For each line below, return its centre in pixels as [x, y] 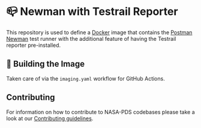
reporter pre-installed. [34, 45]
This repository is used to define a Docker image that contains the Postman [99, 32]
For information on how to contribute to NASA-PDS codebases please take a [100, 112]
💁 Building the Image [46, 64]
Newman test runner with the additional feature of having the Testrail [91, 38]
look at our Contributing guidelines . [50, 118]
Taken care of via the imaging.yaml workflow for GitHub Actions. [85, 78]
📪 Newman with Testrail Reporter [92, 12]
